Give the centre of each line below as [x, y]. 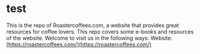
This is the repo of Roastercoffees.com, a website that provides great [93, 25]
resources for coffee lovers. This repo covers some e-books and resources [100, 31]
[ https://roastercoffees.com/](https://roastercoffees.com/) [79, 44]
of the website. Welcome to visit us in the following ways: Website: [89, 38]
